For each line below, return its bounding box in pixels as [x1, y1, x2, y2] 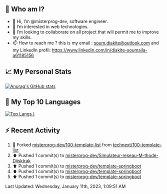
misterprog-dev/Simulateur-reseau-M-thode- [65, 152, 158, 158]
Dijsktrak [12, 158, 31, 164]
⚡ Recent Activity [5, 126, 60, 134]
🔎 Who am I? [5, 5, 45, 13]
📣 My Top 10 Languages [5, 98, 81, 106]
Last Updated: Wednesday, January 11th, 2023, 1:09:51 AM [5, 183, 126, 189]
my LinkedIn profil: [12, 47, 51, 53]
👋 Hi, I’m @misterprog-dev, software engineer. [12, 18, 108, 24]
